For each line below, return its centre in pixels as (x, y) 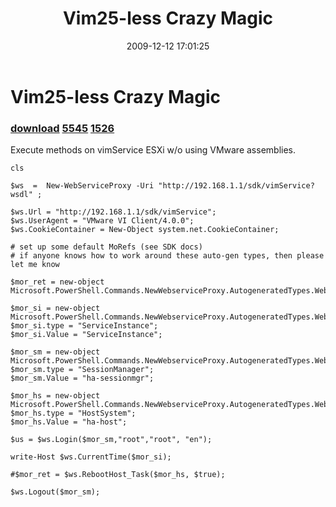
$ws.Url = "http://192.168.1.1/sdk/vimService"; (113, 212)
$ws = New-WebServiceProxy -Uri (82, 186)
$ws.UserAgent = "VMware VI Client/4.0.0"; (102, 221)
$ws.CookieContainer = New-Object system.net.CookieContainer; (145, 230)
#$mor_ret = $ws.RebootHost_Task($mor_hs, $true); (118, 475)
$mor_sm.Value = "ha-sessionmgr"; (82, 378)
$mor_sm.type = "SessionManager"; (82, 370)
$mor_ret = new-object (57, 282)
